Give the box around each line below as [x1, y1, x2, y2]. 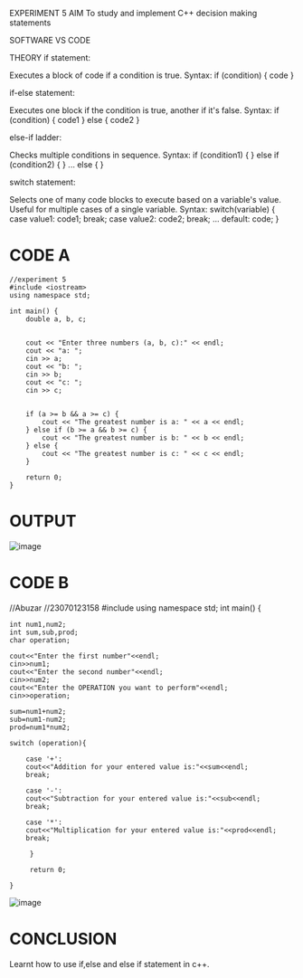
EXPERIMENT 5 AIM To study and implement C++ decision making [9, 8, 258, 18]
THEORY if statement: [9, 52, 91, 62]
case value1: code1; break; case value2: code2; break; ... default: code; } [9, 214, 279, 224]
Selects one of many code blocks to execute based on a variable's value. [9, 195, 282, 204]
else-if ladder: [9, 132, 62, 143]
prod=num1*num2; [9, 723, 71, 732]
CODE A [9, 245, 71, 266]
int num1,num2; [9, 620, 67, 629]
